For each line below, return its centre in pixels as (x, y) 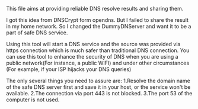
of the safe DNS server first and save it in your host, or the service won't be (98, 87)
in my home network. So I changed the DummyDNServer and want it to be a (99, 26)
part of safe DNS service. (37, 33)
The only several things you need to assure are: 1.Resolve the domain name (98, 81)
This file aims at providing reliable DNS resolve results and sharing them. (95, 9)
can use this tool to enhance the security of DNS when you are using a (92, 57)
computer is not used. (33, 100)
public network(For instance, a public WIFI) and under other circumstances (98, 63)
